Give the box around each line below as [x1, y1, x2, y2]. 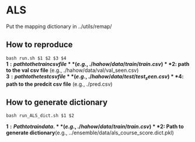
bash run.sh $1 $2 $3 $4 [6, 55, 67, 61]
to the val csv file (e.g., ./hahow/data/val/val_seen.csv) [6, 67, 139, 74]
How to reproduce [6, 40, 73, 50]
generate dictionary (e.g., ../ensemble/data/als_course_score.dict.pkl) [6, 129, 174, 136]
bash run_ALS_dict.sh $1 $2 [6, 113, 75, 119]
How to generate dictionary [6, 97, 108, 107]
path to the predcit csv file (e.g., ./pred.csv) [6, 80, 113, 88]
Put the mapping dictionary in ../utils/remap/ [6, 23, 112, 30]
